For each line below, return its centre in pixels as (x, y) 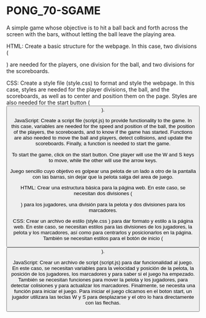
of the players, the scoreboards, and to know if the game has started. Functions (103, 132)
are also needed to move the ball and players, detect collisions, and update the (103, 138)
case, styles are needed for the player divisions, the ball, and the (88, 89)
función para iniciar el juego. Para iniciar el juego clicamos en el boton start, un (103, 291)
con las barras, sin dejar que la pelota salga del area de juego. (103, 176)
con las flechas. (103, 302)
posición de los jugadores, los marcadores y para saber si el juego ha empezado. (103, 274)
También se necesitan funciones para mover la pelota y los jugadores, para (103, 280)
